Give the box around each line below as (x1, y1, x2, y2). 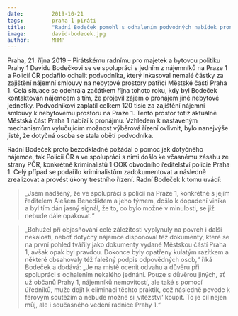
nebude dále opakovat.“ (24, 212, 95, 220)
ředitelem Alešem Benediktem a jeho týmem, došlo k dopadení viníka (24, 196, 227, 205)
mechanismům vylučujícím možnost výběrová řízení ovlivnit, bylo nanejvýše (7, 124, 229, 132)
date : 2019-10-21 (7, 10, 84, 18)
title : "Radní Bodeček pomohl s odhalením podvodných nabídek (7, 23, 217, 30)
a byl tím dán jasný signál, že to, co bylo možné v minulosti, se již (24, 204, 215, 213)
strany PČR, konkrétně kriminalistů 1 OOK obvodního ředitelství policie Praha (7, 160, 230, 169)
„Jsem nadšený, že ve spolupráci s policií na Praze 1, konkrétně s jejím (24, 189, 230, 198)
